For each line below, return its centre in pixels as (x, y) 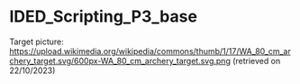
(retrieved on (257, 61)
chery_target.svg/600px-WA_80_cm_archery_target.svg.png (120, 61)
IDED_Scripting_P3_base (104, 17)
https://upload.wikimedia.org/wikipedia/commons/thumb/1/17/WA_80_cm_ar (150, 51)
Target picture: (37, 42)
